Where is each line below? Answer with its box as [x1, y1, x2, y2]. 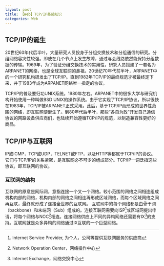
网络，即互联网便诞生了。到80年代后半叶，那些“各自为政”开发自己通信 [13, 109, 155, 115]
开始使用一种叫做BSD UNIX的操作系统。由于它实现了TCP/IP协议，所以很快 [9, 97, 159, 103]
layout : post [5, 7, 32, 12]
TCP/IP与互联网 [5, 137, 53, 145]
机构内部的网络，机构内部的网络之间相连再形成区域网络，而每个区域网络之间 [5, 194, 159, 201]
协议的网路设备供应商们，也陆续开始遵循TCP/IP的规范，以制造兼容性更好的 [5, 115, 156, 121]
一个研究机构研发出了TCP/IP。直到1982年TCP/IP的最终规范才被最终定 [9, 74, 150, 80]
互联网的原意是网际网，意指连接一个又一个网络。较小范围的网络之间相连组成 [5, 189, 159, 194]
